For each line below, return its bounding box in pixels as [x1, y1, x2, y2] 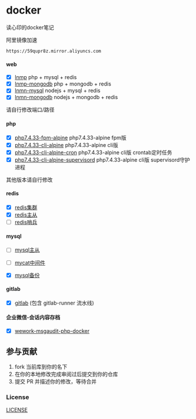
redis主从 [14, 211, 38, 218]
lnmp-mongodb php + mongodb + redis [14, 80, 112, 87]
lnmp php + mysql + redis [14, 74, 77, 81]
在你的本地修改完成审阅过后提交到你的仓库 [14, 370, 118, 378]
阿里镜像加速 [6, 36, 37, 43]
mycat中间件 [14, 259, 46, 266]
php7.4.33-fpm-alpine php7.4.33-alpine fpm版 [14, 134, 127, 141]
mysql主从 [14, 246, 40, 254]
